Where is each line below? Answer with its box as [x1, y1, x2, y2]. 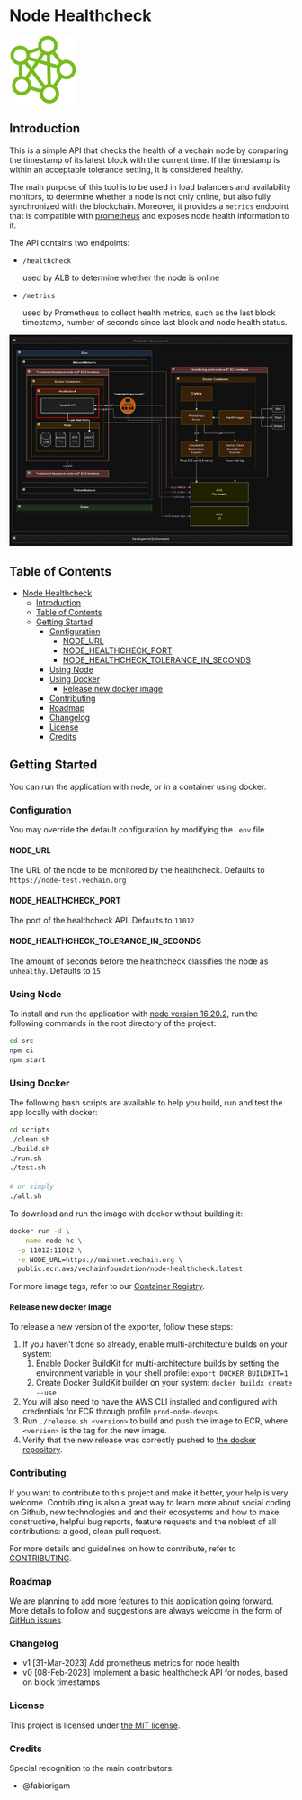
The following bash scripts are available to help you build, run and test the [9, 1096, 283, 1108]
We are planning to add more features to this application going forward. [9, 1595, 274, 1606]
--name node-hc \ [17, 1236, 83, 1245]
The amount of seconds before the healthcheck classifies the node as [9, 956, 269, 967]
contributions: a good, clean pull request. [9, 1525, 162, 1536]
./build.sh [9, 1144, 50, 1153]
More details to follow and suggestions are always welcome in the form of [9, 1605, 283, 1616]
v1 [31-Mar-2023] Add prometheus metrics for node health [22, 1658, 240, 1668]
